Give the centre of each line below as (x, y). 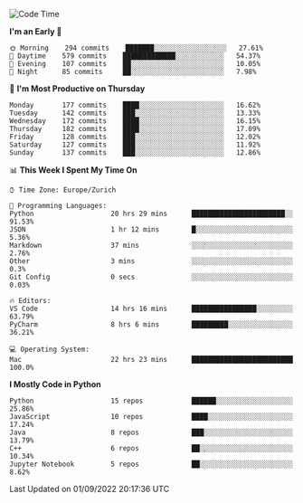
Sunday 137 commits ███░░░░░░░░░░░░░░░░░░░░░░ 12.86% (135, 153)
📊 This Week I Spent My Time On (73, 170)
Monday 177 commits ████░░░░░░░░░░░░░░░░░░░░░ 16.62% (135, 105)
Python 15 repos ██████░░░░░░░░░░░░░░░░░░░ (151, 401)
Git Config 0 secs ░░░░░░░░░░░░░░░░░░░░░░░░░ (151, 277)
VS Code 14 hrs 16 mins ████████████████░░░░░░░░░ (151, 308)
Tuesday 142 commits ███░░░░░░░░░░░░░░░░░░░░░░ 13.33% (135, 113)
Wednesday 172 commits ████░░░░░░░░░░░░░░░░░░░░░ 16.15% (135, 121)
